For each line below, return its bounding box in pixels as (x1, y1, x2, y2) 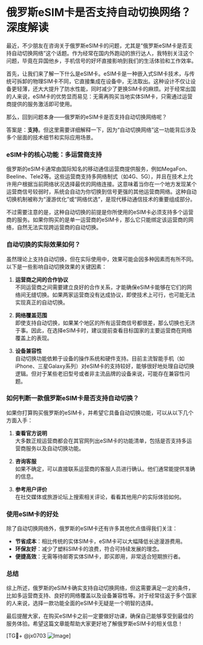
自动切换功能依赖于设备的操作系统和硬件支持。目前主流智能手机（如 (14, 354, 185, 362)
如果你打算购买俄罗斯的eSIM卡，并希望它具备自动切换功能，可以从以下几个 (6, 409, 194, 416)
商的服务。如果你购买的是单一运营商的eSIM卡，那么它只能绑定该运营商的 (6, 216, 188, 223)
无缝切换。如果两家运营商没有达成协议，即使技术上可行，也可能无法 (25, 291, 195, 298)
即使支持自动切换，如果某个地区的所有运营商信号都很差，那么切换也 (14, 319, 185, 326)
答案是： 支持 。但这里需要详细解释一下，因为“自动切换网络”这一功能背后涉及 (6, 126, 196, 133)
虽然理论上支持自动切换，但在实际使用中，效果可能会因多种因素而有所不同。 (6, 255, 197, 263)
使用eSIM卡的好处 (6, 510, 59, 518)
